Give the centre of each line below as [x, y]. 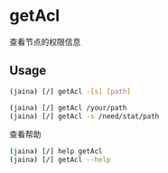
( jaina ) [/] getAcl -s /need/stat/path [84, 116]
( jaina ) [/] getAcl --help [60, 160]
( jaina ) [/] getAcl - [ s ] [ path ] [70, 91]
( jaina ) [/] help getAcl [56, 151]
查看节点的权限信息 [45, 41]
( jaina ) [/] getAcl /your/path [68, 108]
